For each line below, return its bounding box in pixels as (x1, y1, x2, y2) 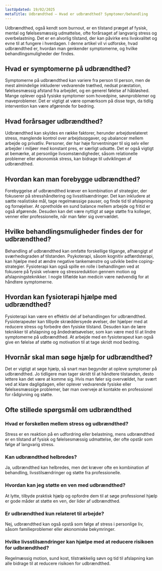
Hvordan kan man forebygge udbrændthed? (5, 175, 140, 183)
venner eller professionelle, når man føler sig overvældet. (5, 214, 119, 219)
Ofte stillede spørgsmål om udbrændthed (5, 405, 132, 414)
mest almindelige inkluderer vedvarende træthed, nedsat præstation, (5, 83, 142, 89)
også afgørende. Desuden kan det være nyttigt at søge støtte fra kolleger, (5, 208, 151, 214)
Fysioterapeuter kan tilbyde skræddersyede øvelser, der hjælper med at (5, 318, 148, 324)
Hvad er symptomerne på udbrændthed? (5, 64, 131, 73)
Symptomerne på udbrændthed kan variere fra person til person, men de (5, 77, 150, 83)
